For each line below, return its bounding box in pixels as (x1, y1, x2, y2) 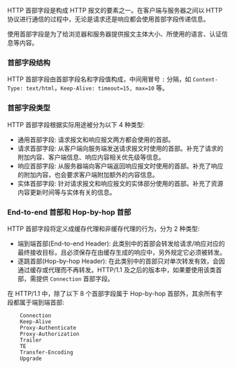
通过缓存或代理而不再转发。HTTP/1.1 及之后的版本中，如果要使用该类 (17, 265, 216, 274)
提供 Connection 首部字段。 (36, 274, 114, 283)
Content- (192, 76, 218, 83)
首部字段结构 (7, 58, 51, 67)
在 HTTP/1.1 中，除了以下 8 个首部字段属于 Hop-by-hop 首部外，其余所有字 (7, 289, 223, 297)
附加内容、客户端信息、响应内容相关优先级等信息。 (17, 153, 165, 161)
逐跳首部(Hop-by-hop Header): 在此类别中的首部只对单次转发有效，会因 (17, 257, 225, 265)
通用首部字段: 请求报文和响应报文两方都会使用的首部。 (17, 135, 175, 144)
